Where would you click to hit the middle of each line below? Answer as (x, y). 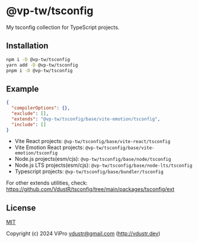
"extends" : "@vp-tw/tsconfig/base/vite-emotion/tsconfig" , (86, 119)
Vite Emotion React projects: (49, 148)
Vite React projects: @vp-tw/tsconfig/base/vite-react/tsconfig (92, 141)
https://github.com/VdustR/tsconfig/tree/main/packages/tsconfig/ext (90, 189)
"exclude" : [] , (30, 114)
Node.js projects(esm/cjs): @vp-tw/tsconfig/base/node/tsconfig (93, 159)
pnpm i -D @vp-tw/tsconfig (39, 70)
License (21, 208)
